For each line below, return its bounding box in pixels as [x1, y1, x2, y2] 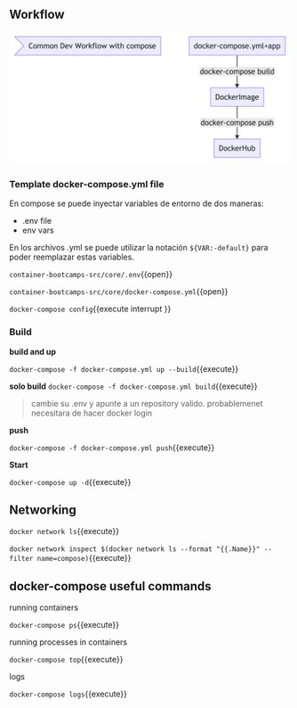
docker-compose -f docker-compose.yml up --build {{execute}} [9, 363, 239, 374]
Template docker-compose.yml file [9, 177, 165, 190]
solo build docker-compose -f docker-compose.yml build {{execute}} [9, 381, 258, 391]
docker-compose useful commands [9, 579, 212, 594]
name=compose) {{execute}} [36, 553, 132, 564]
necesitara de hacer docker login [30, 408, 153, 418]
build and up [9, 346, 56, 357]
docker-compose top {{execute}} [9, 654, 124, 665]
